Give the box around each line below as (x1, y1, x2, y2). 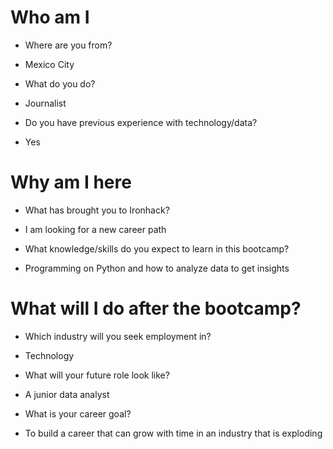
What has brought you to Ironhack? (24, 204, 170, 216)
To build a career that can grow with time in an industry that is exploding (24, 427, 323, 439)
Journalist (24, 97, 67, 109)
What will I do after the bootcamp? (10, 297, 302, 320)
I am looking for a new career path (24, 223, 167, 235)
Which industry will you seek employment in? (24, 330, 212, 342)
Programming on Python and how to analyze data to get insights (24, 262, 290, 274)
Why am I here (10, 171, 132, 194)
